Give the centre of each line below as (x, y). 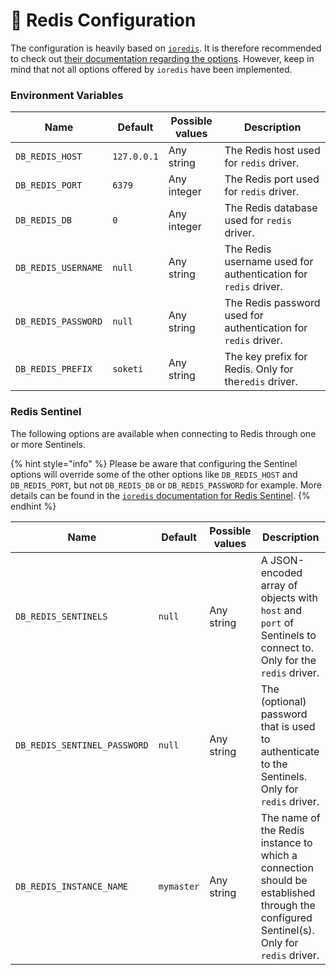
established (288, 892)
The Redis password (272, 303)
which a (279, 855)
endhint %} (33, 506)
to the (274, 764)
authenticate (290, 751)
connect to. (287, 647)
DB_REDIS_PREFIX (54, 369)
